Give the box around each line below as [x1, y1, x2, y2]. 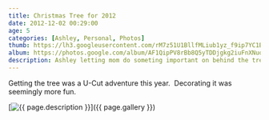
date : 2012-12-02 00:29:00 [8, 19, 98, 27]
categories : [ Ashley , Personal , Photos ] [8, 34, 146, 42]
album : [8, 49, 30, 57]
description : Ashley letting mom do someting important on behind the [8, 57, 249, 65]
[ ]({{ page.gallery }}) [8, 102, 156, 112]
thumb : [8, 42, 30, 50]
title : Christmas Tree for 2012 [8, 11, 116, 20]
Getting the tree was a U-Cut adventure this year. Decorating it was [8, 78, 232, 88]
